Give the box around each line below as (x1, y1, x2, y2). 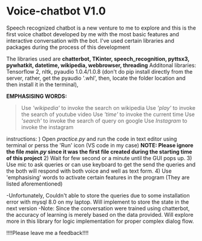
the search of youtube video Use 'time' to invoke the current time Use (21, 111, 195, 118)
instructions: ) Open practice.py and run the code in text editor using (6, 135, 177, 143)
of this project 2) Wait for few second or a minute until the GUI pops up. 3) (6, 154, 192, 161)
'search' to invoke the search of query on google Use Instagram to (21, 117, 187, 124)
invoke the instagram (21, 123, 74, 130)
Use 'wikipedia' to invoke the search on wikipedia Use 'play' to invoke (21, 104, 195, 111)
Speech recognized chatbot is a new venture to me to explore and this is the (6, 24, 197, 31)
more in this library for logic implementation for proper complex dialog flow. (6, 217, 195, 225)
